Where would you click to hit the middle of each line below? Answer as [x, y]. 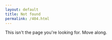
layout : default [22, 10]
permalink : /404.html [27, 19]
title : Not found [23, 14]
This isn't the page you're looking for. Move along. [56, 33]
